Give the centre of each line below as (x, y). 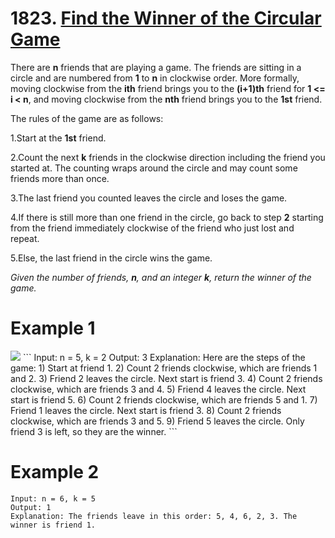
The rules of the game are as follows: (87, 118)
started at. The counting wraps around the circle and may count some (154, 168)
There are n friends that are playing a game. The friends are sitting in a (156, 67)
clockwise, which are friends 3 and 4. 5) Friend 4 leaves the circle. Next (158, 389)
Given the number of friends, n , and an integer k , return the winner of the (161, 277)
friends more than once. (60, 178)
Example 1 (53, 328)
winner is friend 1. (53, 525)
